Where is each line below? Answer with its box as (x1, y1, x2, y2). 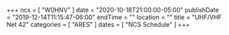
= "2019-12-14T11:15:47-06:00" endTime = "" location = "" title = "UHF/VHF (6, 13, 222, 21)
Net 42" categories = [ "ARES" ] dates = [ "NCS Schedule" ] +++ (6, 21, 191, 28)
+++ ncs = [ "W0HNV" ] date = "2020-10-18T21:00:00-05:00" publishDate (6, 6, 219, 14)
